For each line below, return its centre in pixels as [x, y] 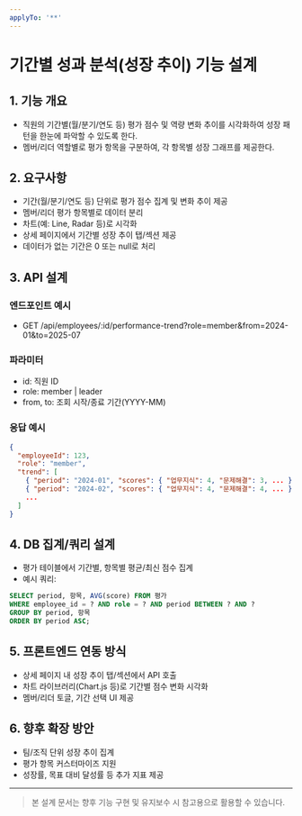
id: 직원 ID [40, 381]
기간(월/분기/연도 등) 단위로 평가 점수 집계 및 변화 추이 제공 [125, 201]
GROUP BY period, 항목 [50, 613]
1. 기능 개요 [38, 101]
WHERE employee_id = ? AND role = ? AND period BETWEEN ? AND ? [132, 604]
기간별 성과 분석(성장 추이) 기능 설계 [133, 65]
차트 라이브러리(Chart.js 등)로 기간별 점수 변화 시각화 [115, 686]
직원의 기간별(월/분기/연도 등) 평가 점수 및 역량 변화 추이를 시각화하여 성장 [151, 124]
